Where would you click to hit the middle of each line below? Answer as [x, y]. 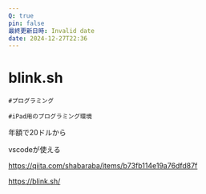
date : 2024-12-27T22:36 [48, 38]
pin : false [26, 23]
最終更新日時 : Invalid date [51, 31]
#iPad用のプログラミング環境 [50, 117]
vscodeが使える [34, 150]
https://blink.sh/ [34, 181]
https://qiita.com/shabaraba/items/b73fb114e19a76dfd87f [103, 166]
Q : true [21, 16]
